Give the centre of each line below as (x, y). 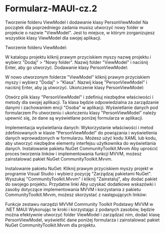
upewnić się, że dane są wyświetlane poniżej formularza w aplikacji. (74, 118)
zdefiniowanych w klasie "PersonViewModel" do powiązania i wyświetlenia (81, 133)
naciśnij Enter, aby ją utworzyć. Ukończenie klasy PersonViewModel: (75, 87)
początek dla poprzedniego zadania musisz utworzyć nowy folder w (74, 27)
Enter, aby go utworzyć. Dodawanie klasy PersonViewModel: (67, 67)
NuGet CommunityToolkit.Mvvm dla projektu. (51, 225)
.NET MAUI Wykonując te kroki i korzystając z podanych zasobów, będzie (80, 209)
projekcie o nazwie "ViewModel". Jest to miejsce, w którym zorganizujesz (80, 33)
